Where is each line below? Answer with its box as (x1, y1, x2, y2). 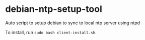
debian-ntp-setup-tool (5, 3, 102, 15)
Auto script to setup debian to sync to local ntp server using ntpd (5, 20, 140, 26)
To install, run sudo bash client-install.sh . (5, 29, 97, 35)
